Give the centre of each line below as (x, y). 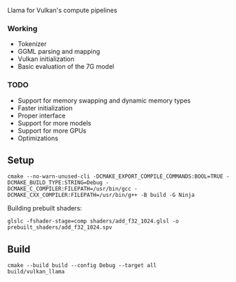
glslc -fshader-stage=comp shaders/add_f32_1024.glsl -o (93, 221)
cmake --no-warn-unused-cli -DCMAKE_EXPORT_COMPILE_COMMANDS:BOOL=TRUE (115, 176)
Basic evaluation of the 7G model (66, 67)
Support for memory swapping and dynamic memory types (104, 100)
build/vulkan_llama (36, 272)
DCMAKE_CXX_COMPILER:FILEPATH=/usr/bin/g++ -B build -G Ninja (101, 195)
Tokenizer (32, 44)
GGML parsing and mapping (59, 52)
